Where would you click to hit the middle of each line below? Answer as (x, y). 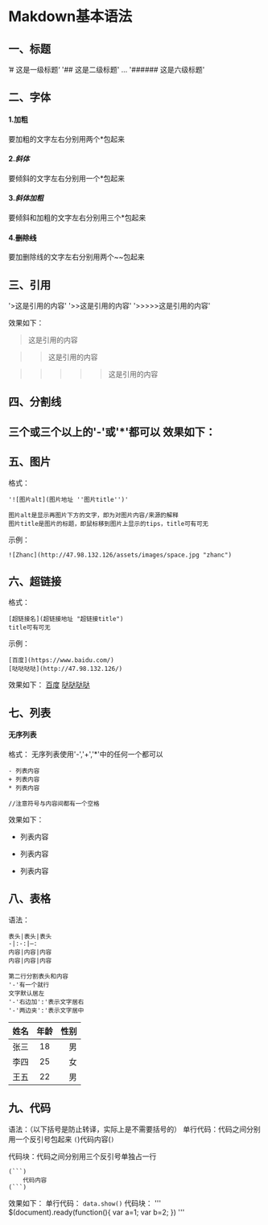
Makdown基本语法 (70, 17)
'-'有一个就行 (29, 985)
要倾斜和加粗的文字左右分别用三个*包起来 (77, 217)
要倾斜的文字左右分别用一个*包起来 (67, 178)
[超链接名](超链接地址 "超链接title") (66, 619)
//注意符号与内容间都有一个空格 (54, 804)
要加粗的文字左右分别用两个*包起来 (67, 139)
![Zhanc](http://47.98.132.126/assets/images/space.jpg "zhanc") (120, 555)
